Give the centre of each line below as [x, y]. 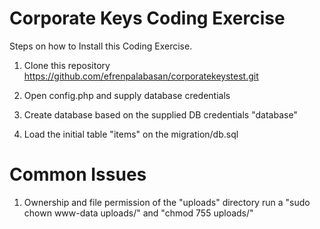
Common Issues [78, 174]
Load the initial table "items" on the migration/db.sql [131, 134]
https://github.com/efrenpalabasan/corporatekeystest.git [141, 76]
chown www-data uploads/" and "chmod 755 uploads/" [138, 213]
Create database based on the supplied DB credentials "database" [160, 114]
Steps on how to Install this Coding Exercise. [101, 46]
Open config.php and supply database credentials [127, 95]
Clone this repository [67, 65]
